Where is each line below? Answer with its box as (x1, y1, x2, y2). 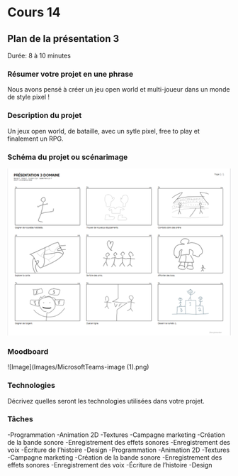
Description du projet (7, 111, 82, 121)
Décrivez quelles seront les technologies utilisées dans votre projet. (7, 396, 205, 405)
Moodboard (7, 346, 49, 356)
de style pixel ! (7, 93, 50, 102)
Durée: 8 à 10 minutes (7, 51, 71, 60)
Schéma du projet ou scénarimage (7, 152, 128, 162)
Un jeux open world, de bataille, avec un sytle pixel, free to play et (7, 126, 200, 135)
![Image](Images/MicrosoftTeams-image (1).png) (7, 363, 149, 372)
